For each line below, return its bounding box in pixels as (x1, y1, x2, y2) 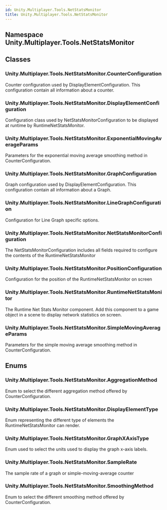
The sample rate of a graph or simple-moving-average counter (5, 470, 134, 476)
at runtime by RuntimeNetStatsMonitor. (5, 122, 85, 128)
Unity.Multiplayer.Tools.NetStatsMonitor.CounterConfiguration (5, 70, 162, 77)
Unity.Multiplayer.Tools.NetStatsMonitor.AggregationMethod (5, 376, 158, 383)
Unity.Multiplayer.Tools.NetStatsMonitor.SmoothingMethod (5, 482, 154, 489)
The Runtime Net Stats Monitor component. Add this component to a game (5, 306, 159, 312)
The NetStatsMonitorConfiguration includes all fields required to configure (5, 247, 158, 253)
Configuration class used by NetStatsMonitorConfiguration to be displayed (5, 117, 159, 123)
